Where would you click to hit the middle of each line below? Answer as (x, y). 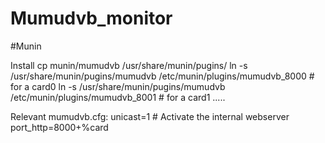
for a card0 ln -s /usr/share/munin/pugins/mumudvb (118, 86)
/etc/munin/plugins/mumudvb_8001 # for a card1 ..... (118, 97)
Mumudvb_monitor (91, 18)
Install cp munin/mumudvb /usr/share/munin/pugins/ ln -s (129, 65)
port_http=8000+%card (59, 127)
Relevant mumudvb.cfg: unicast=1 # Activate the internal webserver (150, 116)
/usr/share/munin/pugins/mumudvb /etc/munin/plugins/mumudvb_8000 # (162, 76)
